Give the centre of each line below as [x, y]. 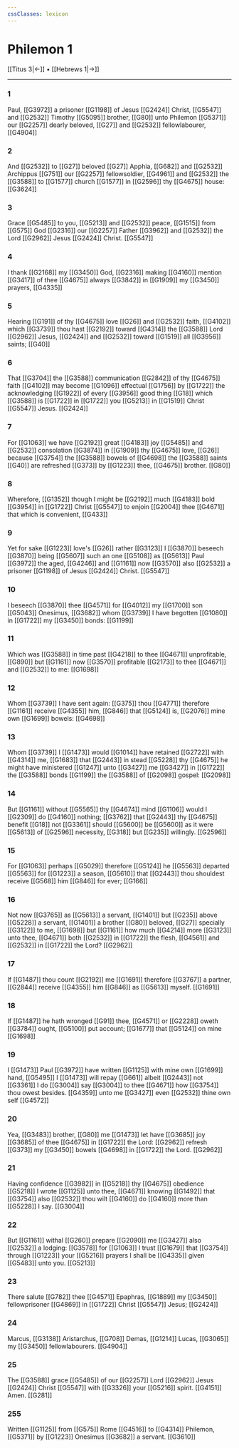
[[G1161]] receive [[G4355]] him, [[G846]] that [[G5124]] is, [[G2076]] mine [116, 711]
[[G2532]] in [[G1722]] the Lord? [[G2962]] [70, 945]
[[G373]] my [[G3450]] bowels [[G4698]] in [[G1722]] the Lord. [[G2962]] [115, 1149]
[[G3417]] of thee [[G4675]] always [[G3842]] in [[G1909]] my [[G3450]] [113, 279]
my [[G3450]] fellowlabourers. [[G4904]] [68, 1346]
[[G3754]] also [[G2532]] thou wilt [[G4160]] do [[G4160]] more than [108, 1198]
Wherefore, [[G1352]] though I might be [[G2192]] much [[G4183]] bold [111, 499]
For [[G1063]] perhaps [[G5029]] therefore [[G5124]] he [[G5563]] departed [118, 866]
